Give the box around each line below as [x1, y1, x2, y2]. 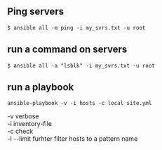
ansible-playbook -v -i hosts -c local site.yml [7, 100, 152, 107]
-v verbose [7, 112, 40, 120]
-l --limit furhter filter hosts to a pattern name [7, 135, 138, 143]
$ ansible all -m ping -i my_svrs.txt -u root [7, 24, 146, 31]
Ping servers [7, 6, 65, 18]
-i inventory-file [7, 120, 53, 128]
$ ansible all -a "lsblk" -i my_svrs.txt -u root [7, 62, 156, 69]
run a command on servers [7, 44, 128, 56]
